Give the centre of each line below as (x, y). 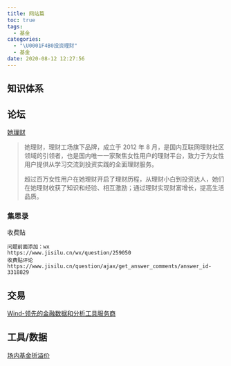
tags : (15, 26)
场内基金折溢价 (28, 355)
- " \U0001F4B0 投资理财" (46, 46)
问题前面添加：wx (28, 247)
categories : (24, 40)
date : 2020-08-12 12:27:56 (46, 59)
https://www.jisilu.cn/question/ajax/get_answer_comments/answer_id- (110, 267)
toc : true (21, 20)
